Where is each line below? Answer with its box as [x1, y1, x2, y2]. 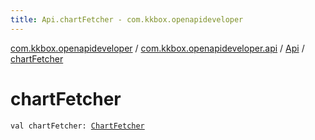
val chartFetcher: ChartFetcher [10, 121, 145, 131]
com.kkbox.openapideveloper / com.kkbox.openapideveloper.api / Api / [10, 42, 305, 54]
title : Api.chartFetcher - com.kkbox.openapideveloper [10, 14, 244, 25]
